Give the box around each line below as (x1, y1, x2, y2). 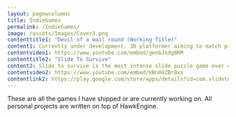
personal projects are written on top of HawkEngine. (7, 102, 159, 111)
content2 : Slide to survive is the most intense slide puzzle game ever (7, 62, 225, 69)
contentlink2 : (7, 75, 49, 83)
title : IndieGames (7, 17, 61, 24)
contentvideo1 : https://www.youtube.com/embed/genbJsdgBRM (7, 50, 184, 57)
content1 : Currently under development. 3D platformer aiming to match (7, 43, 221, 50)
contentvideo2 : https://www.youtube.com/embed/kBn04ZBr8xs (7, 69, 184, 76)
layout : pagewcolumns (7, 10, 71, 18)
